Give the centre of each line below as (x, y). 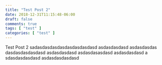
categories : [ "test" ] (30, 33)
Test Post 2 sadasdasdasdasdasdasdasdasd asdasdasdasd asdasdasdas (81, 47)
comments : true (21, 24)
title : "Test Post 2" (28, 10)
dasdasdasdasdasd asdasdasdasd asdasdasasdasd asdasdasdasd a (76, 52)
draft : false (19, 19)
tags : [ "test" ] (23, 28)
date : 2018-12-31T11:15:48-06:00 (40, 14)
